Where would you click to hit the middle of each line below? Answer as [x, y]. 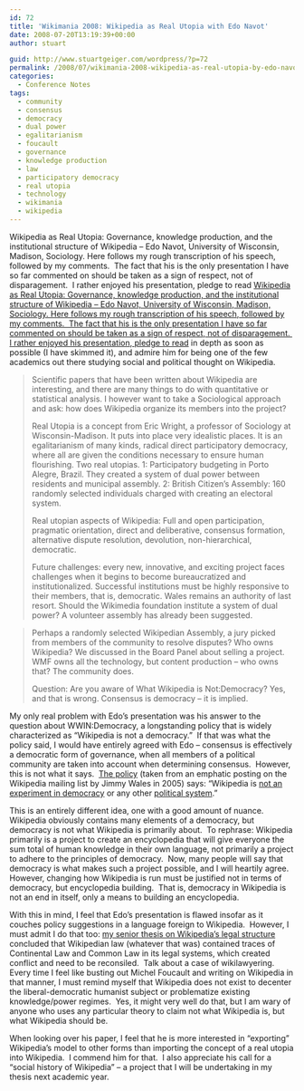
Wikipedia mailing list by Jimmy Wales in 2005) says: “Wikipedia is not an [146, 783]
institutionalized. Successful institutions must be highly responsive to [160, 586]
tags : [19, 93]
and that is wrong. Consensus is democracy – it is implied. [140, 698]
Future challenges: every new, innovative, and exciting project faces [158, 566]
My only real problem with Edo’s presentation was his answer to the [135, 716]
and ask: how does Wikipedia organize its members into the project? [159, 408]
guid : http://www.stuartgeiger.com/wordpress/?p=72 [109, 60]
